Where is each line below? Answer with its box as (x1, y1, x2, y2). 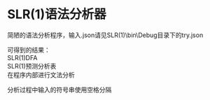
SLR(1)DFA (7, 53, 38, 62)
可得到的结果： (7, 45, 50, 54)
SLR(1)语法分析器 (7, 6, 106, 22)
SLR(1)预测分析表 (7, 62, 57, 70)
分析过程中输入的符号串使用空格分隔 (7, 85, 112, 94)
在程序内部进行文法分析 (7, 71, 75, 79)
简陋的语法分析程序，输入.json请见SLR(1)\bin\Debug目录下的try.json (7, 31, 204, 39)
